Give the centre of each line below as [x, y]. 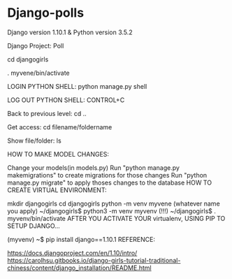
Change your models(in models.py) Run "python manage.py [94, 167]
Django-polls [46, 13]
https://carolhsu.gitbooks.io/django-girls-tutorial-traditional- [94, 260]
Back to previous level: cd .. [47, 113]
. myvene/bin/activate [38, 73]
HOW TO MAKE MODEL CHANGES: [58, 154]
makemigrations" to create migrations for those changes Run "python [107, 175]
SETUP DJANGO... [34, 226]
